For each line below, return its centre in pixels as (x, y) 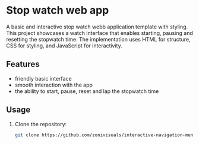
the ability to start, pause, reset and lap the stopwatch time (87, 91)
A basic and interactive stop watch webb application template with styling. (97, 27)
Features (23, 64)
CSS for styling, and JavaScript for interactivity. (64, 46)
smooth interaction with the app (54, 85)
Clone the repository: (41, 124)
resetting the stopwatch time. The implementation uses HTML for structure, (99, 39)
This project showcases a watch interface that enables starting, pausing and (99, 33)
